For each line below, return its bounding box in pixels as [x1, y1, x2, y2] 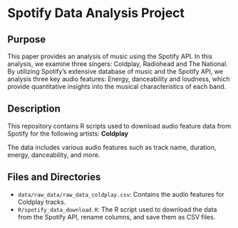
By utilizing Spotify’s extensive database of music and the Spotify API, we [7, 67, 223, 75]
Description [7, 103, 61, 115]
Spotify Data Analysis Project [7, 5, 185, 21]
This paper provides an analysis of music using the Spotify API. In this [7, 52, 212, 60]
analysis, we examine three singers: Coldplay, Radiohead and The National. [7, 60, 228, 68]
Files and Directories [7, 171, 101, 183]
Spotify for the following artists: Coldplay [7, 129, 128, 138]
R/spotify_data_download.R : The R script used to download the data [17, 205, 217, 214]
